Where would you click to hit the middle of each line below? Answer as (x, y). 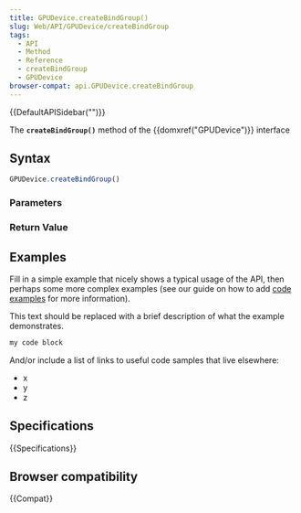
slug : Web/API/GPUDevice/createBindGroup (89, 27)
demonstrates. (36, 326)
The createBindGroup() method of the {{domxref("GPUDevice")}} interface (150, 130)
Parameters (36, 203)
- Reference (41, 60)
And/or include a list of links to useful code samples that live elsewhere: (145, 360)
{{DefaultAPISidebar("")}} (57, 112)
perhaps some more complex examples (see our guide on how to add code (150, 288)
